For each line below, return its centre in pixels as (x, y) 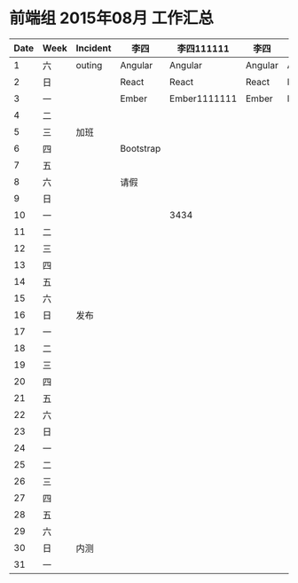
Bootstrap (140, 148)
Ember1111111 (204, 98)
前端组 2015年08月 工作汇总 (112, 18)
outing (89, 65)
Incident (94, 48)
